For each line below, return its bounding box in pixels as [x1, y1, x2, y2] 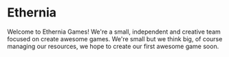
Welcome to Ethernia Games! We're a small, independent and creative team [7, 27, 221, 36]
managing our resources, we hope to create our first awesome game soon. [7, 42, 219, 50]
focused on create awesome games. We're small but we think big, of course [7, 34, 223, 43]
